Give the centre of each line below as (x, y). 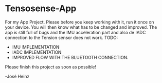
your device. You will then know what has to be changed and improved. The (81, 27)
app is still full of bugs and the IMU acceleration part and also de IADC (75, 32)
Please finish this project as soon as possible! (51, 67)
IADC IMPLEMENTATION (37, 52)
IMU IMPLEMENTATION (36, 47)
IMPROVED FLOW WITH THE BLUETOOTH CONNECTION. (70, 57)
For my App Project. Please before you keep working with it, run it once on (80, 22)
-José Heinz (17, 76)
